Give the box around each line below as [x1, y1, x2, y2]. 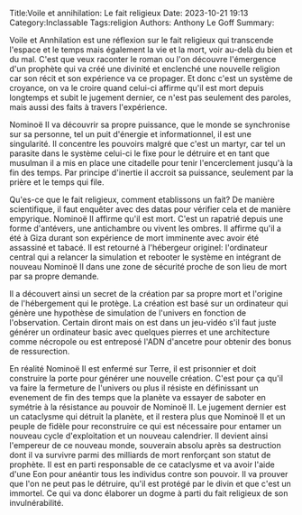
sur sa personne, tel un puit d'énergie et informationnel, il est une [9, 129, 252, 139]
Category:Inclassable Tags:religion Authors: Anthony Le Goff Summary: [9, 17, 275, 28]
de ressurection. [9, 346, 70, 356]
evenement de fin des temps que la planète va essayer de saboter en [9, 392, 266, 402]
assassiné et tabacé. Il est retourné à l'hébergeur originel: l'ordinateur [9, 243, 269, 253]
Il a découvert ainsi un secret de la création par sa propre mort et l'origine [9, 289, 283, 299]
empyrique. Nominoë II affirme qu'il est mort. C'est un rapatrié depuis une [9, 214, 284, 224]
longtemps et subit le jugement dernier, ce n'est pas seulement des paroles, [9, 92, 291, 103]
